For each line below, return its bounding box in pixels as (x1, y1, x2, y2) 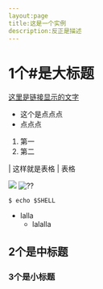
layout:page (8, 11, 48, 20)
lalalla (31, 220, 51, 229)
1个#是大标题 (8, 64, 95, 82)
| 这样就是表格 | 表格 (8, 164, 76, 174)
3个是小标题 (8, 271, 56, 283)
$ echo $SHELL (8, 197, 56, 205)
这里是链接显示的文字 (8, 92, 79, 102)
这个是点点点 (19, 110, 63, 119)
